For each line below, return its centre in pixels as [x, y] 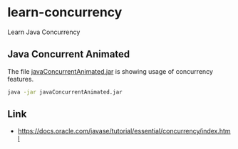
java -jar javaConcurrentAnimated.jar [65, 92]
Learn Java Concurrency [44, 32]
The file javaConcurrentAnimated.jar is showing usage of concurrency [110, 71]
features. [21, 79]
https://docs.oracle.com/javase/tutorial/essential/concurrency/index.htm [124, 131]
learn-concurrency [65, 12]
